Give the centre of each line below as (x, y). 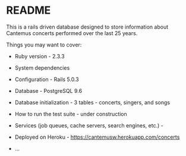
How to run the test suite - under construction (71, 114)
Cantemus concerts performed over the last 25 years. (72, 33)
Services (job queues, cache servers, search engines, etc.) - (89, 125)
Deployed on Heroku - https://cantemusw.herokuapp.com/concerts (97, 137)
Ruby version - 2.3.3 (40, 56)
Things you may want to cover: (44, 45)
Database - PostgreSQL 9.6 (48, 91)
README (29, 10)
